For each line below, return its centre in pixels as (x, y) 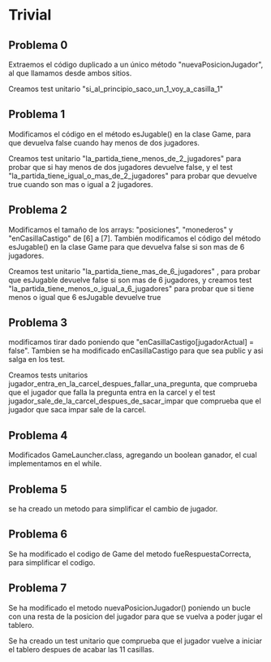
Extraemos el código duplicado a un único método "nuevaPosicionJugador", (136, 64)
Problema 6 (38, 534)
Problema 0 (38, 45)
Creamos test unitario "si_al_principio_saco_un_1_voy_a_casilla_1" (116, 89)
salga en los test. (37, 359)
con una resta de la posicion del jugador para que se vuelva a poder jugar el (135, 616)
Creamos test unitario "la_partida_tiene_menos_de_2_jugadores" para (125, 158)
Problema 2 (38, 210)
